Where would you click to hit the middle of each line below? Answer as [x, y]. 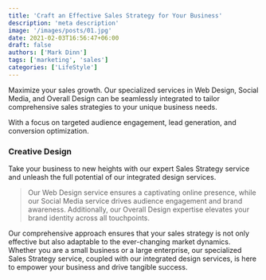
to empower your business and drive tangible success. [98, 267]
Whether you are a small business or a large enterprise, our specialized [125, 251]
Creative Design [40, 151]
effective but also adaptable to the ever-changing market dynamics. [119, 242]
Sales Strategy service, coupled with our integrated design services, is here [133, 259]
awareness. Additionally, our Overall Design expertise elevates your [138, 210]
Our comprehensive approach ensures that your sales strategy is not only [129, 233]
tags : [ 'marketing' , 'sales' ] [59, 60]
